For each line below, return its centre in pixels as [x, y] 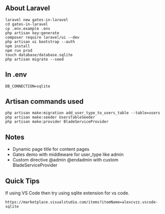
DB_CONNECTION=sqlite [28, 86]
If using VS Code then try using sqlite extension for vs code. [67, 193]
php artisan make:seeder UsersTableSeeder [50, 117]
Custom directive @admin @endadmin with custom [65, 160]
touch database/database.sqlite [39, 55]
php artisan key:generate [32, 33]
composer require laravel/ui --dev [42, 37]
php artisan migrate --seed [35, 59]
